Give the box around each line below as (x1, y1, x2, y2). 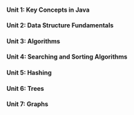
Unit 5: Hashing (6, 68, 52, 76)
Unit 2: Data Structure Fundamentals (6, 21, 114, 30)
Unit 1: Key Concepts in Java (6, 6, 90, 14)
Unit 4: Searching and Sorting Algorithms (6, 52, 128, 61)
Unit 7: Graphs (6, 100, 49, 108)
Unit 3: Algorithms (6, 36, 60, 45)
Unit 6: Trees (6, 84, 44, 92)
